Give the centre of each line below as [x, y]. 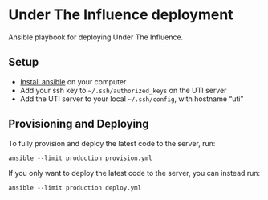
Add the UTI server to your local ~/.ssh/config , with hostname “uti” [132, 99]
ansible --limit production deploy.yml [75, 188]
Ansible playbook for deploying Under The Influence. [96, 37]
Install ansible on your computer [73, 81]
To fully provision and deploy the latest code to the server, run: [112, 143]
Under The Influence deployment [121, 15]
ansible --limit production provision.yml [80, 158]
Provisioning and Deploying [79, 124]
